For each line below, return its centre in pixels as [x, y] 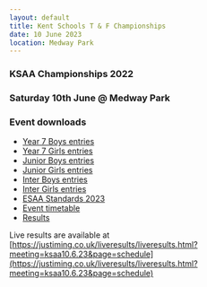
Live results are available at [60, 235]
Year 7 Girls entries [57, 151]
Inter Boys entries [55, 179]
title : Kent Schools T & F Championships [88, 26]
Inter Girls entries [54, 189]
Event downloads [48, 122]
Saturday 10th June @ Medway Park [90, 98]
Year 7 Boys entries [58, 142]
